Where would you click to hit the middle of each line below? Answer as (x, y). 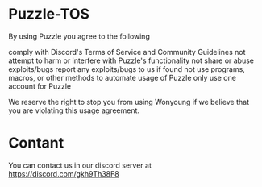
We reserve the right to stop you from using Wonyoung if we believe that (129, 102)
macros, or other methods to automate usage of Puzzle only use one (122, 77)
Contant (36, 143)
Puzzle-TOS (49, 14)
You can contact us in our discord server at (80, 165)
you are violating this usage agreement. (74, 110)
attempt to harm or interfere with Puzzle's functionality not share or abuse (131, 60)
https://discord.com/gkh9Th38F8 (64, 173)
